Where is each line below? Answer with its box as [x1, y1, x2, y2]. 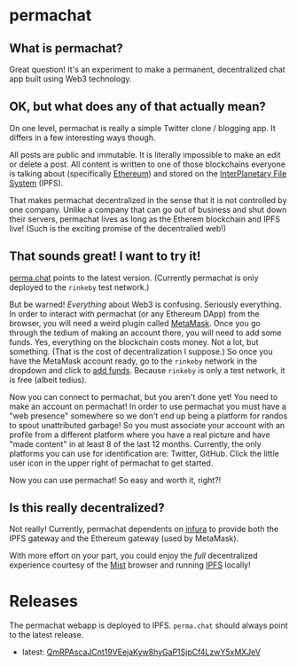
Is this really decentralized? [9, 500, 166, 515]
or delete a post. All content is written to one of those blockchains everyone [9, 159, 286, 169]
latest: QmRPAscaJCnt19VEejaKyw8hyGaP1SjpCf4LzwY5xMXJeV [21, 646, 262, 657]
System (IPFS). [9, 177, 64, 188]
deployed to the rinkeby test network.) [9, 281, 150, 293]
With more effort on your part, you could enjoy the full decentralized [9, 551, 259, 561]
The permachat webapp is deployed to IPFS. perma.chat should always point [9, 620, 288, 631]
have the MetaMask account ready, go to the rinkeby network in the [9, 356, 258, 366]
